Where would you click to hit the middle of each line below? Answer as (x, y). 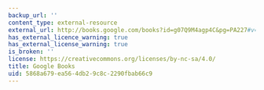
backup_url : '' (33, 15)
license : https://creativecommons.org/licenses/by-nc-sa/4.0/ (112, 59)
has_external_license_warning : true (68, 45)
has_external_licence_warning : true (68, 37)
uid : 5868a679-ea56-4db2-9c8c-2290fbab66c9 (81, 74)
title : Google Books (42, 67)
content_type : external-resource (63, 23)
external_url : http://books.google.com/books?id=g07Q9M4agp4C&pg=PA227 (128, 30)
